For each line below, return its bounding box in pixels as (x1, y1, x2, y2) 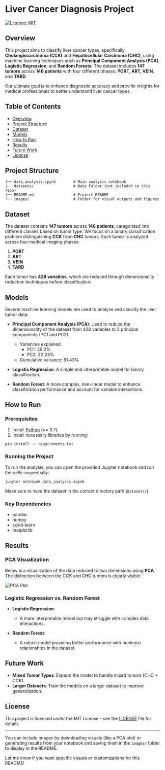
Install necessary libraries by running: (12, 432, 88, 438)
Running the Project (5, 453, 54, 460)
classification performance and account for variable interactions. (12, 386, 143, 392)
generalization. (12, 688, 43, 694)
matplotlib (12, 527, 33, 533)
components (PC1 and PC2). (12, 332, 70, 337)
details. (5, 721, 20, 727)
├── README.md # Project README (5, 192, 109, 198)
